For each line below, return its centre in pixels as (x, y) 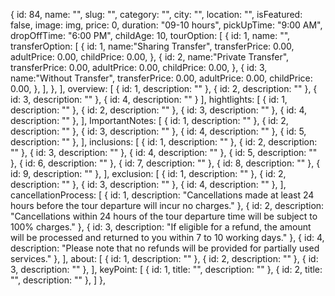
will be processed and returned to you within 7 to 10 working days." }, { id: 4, (167, 237)
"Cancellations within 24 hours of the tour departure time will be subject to (164, 216)
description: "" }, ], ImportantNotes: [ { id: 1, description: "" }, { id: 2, (149, 120)
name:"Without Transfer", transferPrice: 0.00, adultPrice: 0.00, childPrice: (161, 78)
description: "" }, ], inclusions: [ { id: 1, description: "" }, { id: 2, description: (164, 142)
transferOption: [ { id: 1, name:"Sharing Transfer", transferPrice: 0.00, (152, 46)
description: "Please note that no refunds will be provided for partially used (165, 248)
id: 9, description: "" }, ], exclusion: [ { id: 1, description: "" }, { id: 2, (148, 173)
